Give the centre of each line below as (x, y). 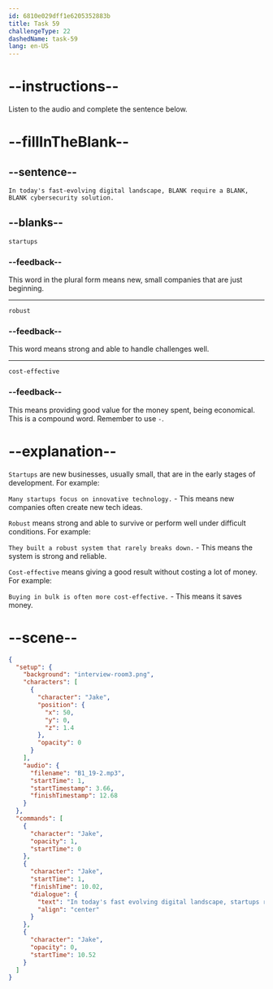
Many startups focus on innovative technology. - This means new (121, 499)
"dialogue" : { (54, 894)
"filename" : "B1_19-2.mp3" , (78, 773)
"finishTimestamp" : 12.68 (74, 796)
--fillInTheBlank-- (69, 142)
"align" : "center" (69, 909)
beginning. (26, 288)
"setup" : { (34, 667)
